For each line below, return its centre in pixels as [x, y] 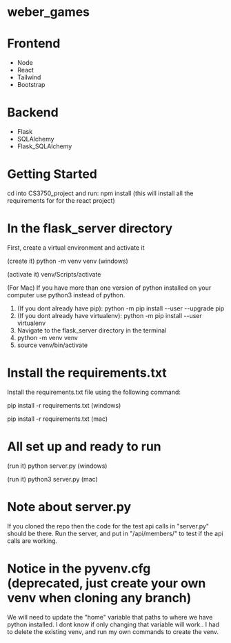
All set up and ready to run [84, 447]
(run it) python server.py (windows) [57, 466]
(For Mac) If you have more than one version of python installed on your [109, 288]
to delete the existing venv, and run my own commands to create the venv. [113, 631]
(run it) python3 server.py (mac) [52, 479]
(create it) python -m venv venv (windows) [68, 261]
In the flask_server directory [90, 229]
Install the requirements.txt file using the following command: [94, 392]
